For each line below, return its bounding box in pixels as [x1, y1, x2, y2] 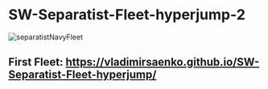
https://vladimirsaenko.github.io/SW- [65, 55, 260, 69]
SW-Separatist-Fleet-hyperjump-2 [8, 6, 245, 24]
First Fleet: [8, 55, 64, 69]
